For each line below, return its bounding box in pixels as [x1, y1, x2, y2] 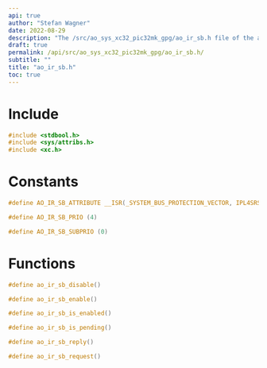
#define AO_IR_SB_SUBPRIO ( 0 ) [8, 227, 109, 235]
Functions [8, 254, 75, 273]
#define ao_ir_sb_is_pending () [8, 323, 112, 332]
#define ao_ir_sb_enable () [8, 295, 98, 303]
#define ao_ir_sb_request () [8, 353, 102, 361]
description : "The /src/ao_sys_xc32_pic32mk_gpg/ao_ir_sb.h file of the [8, 33, 254, 42]
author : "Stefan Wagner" [8, 19, 91, 27]
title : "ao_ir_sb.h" [8, 64, 77, 72]
